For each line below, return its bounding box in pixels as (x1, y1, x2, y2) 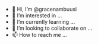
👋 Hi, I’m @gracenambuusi (11, 6, 77, 12)
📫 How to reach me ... (11, 32, 67, 38)
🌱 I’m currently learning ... (11, 18, 75, 25)
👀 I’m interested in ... (11, 12, 62, 19)
